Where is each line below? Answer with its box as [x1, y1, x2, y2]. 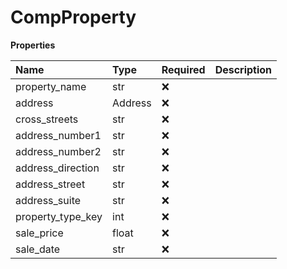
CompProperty [10, 6, 137, 29]
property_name [15, 79, 87, 93]
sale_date [15, 242, 61, 256]
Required [161, 62, 206, 76]
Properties [10, 39, 56, 51]
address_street [15, 177, 86, 191]
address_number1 [15, 128, 102, 142]
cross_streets [15, 112, 79, 126]
